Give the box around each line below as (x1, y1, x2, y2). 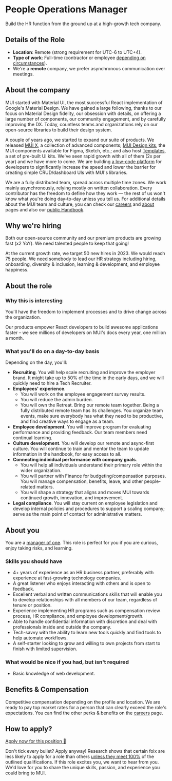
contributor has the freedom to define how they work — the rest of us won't (5, 190, 166, 196)
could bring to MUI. (5, 770, 46, 776)
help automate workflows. (12, 635, 68, 641)
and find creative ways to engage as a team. (20, 418, 114, 424)
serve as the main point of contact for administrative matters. (12, 511, 142, 517)
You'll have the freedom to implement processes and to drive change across (5, 309, 167, 315)
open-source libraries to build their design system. (5, 127, 112, 133)
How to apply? (5, 725, 52, 733)
